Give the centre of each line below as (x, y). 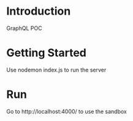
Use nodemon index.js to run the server (56, 70)
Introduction (39, 11)
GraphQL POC (24, 28)
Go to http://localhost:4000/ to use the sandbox (66, 111)
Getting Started (47, 53)
